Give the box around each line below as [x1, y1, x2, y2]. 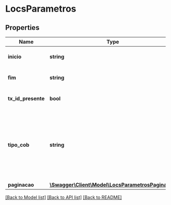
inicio [8, 53, 22, 60]
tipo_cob [8, 142, 30, 148]
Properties [5, 23, 40, 32]
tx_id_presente [8, 95, 45, 102]
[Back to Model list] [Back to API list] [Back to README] [5, 194, 122, 200]
